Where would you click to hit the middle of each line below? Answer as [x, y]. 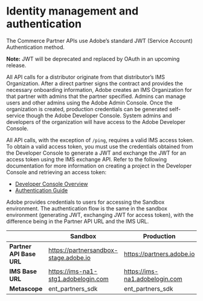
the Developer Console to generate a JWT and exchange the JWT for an [96, 153]
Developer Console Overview [52, 184]
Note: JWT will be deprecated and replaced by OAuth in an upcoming [93, 59]
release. [16, 65]
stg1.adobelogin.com [78, 279]
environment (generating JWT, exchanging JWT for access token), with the [100, 215]
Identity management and [72, 11]
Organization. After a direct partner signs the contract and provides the [95, 83]
